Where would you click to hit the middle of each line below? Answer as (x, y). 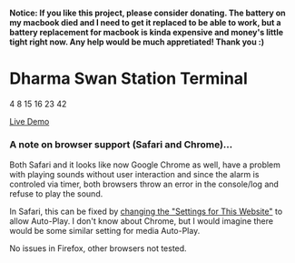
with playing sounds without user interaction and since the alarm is (134, 174)
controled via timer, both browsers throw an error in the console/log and (144, 184)
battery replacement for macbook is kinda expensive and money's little (147, 32)
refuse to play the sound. (56, 193)
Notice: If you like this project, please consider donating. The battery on (147, 13)
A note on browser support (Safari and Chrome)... (121, 145)
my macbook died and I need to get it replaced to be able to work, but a (145, 22)
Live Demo (29, 121)
